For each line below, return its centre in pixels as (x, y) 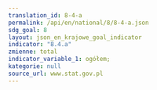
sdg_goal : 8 (27, 30)
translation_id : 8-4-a (45, 15)
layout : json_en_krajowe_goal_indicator (75, 37)
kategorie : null (35, 67)
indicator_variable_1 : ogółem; (59, 59)
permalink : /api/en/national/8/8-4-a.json (78, 23)
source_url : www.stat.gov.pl (56, 74)
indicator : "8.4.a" (40, 45)
